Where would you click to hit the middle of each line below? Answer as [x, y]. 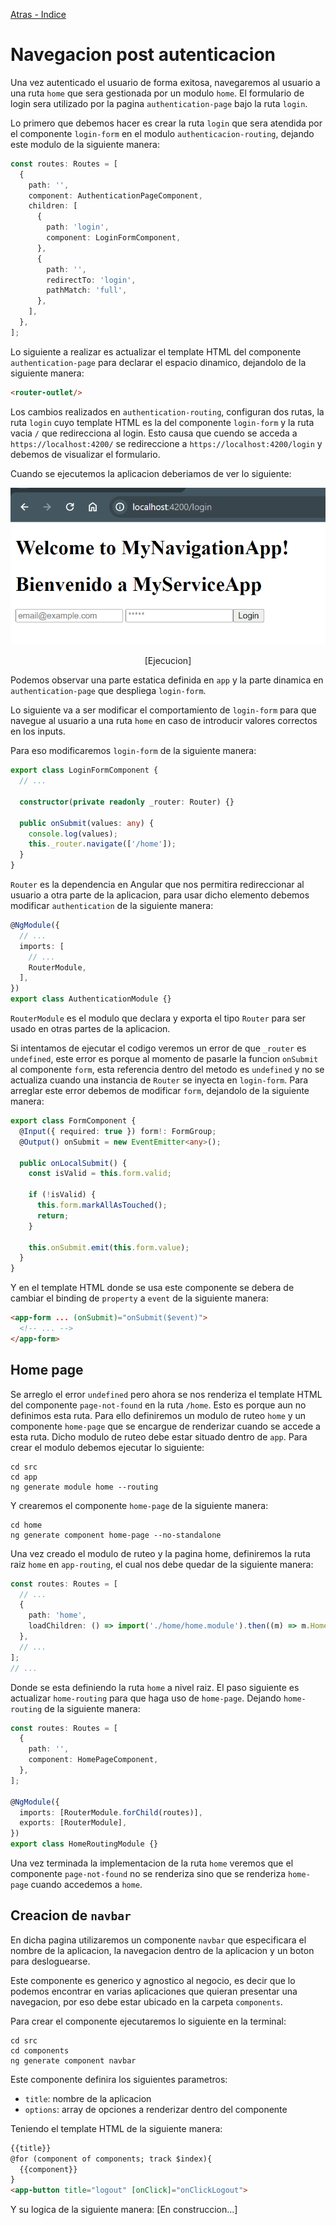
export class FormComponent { [73, 1121]
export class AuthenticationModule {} [91, 999]
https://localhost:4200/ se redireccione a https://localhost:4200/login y [166, 443]
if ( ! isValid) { [62, 1195]
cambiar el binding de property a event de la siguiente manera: [139, 1298]
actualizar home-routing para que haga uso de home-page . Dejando [146, 1698]
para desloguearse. [50, 1961]
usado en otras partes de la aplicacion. [90, 1029]
